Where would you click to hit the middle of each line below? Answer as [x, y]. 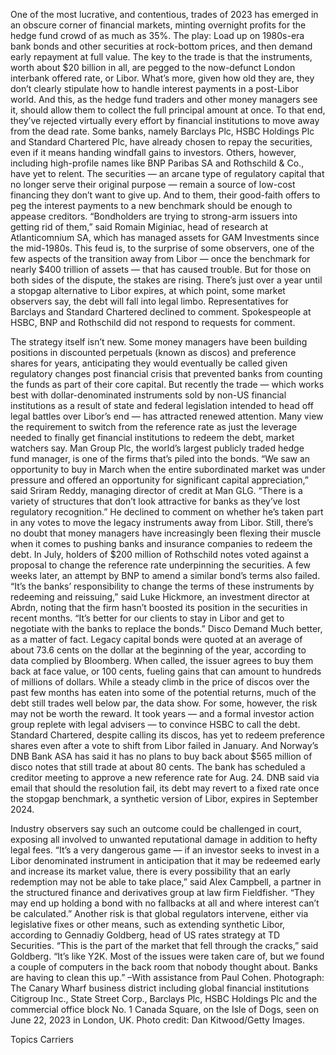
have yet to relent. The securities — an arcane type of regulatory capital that [167, 173]
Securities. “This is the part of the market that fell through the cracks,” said [164, 945]
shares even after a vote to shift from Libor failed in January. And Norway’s [164, 745]
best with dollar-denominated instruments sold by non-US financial [148, 395]
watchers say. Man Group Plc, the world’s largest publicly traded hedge [157, 448]
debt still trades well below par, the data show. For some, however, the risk [164, 703]
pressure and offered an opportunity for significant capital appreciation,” [160, 480]
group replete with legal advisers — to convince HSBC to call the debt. [155, 724]
